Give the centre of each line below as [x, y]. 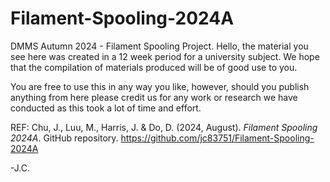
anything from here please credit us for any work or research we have [154, 97]
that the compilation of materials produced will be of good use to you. [154, 67]
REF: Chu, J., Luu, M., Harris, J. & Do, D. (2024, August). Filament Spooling [164, 127]
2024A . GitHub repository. [64, 138]
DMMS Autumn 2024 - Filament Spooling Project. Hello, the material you [159, 46]
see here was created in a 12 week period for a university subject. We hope [165, 56]
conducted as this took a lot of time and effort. [106, 108]
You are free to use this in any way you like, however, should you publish [160, 86]
